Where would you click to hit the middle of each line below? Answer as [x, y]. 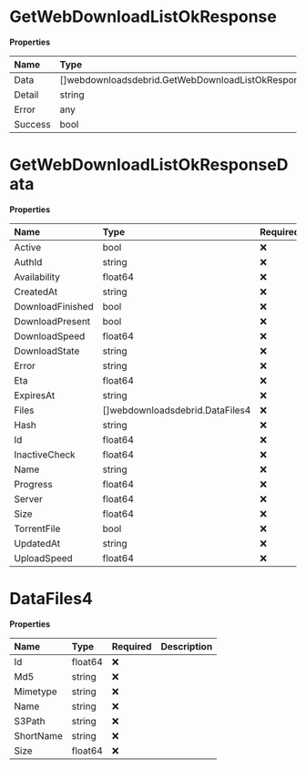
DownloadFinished [54, 306]
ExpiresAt [35, 395]
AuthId [28, 261]
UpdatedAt [37, 543]
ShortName [39, 735]
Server [28, 498]
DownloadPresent [52, 321]
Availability [37, 277]
